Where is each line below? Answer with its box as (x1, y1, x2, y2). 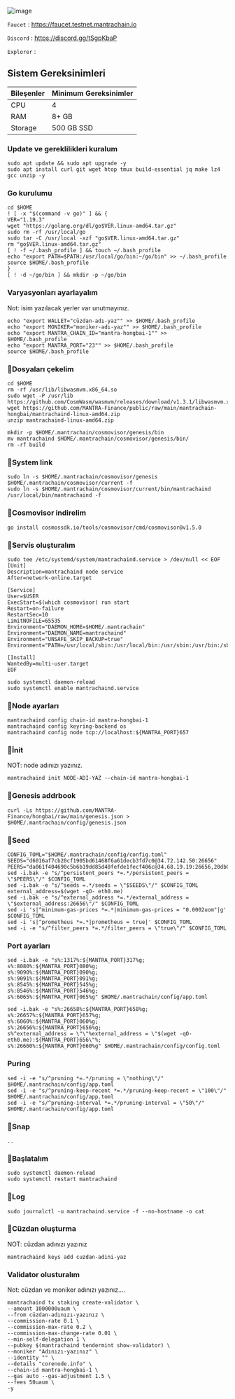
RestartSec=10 (7, 611, 49, 618)
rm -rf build (7, 441, 45, 448)
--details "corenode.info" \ (7, 1360, 92, 1367)
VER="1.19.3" (7, 216, 45, 223)
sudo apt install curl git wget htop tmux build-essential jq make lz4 (7, 166, 220, 173)
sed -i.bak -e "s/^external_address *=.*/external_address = (7, 894, 190, 902)
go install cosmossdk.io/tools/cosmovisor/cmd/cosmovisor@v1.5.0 (7, 524, 201, 531)
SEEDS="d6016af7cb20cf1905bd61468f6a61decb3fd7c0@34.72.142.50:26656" (7, 857, 218, 864)
